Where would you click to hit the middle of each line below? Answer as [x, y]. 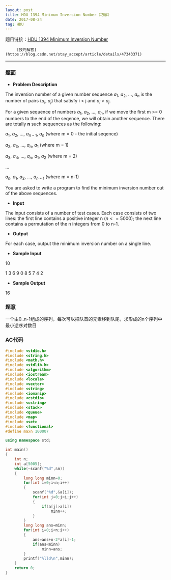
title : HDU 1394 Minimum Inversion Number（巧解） [59, 15]
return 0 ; [25, 568]
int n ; [21, 459]
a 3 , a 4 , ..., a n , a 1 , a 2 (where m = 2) [41, 157]
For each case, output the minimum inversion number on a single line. [78, 244]
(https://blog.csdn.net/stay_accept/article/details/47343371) [74, 54]
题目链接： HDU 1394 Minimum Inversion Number [57, 39]
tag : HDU [15, 24]
